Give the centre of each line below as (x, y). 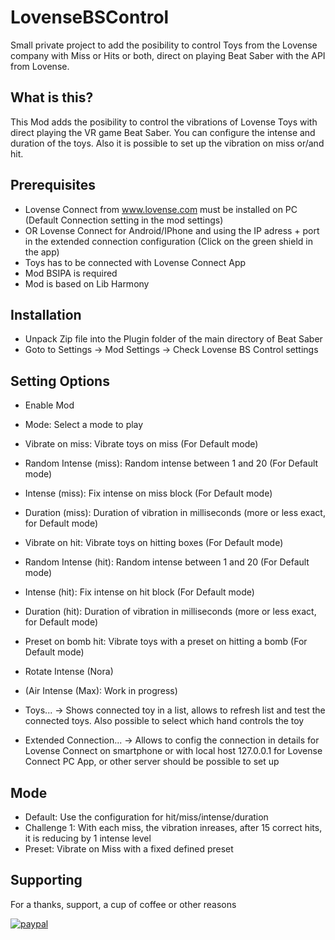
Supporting (46, 880)
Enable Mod (49, 405)
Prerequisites (53, 185)
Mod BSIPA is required (71, 273)
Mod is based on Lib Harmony (87, 283)
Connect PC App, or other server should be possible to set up (152, 762)
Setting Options (60, 381)
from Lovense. (40, 66)
